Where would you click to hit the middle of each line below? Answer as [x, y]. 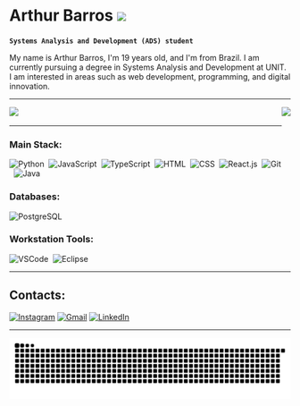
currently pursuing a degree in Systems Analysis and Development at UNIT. [148, 67]
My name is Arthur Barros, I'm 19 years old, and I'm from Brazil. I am [134, 57]
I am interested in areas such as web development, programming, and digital [150, 76]
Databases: [35, 197]
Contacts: [37, 296]
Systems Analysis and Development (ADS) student [101, 41]
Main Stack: [36, 144]
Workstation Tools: [51, 240]
